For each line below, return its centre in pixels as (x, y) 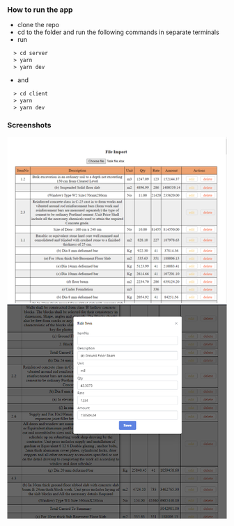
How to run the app (40, 10)
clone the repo (38, 25)
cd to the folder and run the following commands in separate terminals (118, 32)
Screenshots (29, 125)
